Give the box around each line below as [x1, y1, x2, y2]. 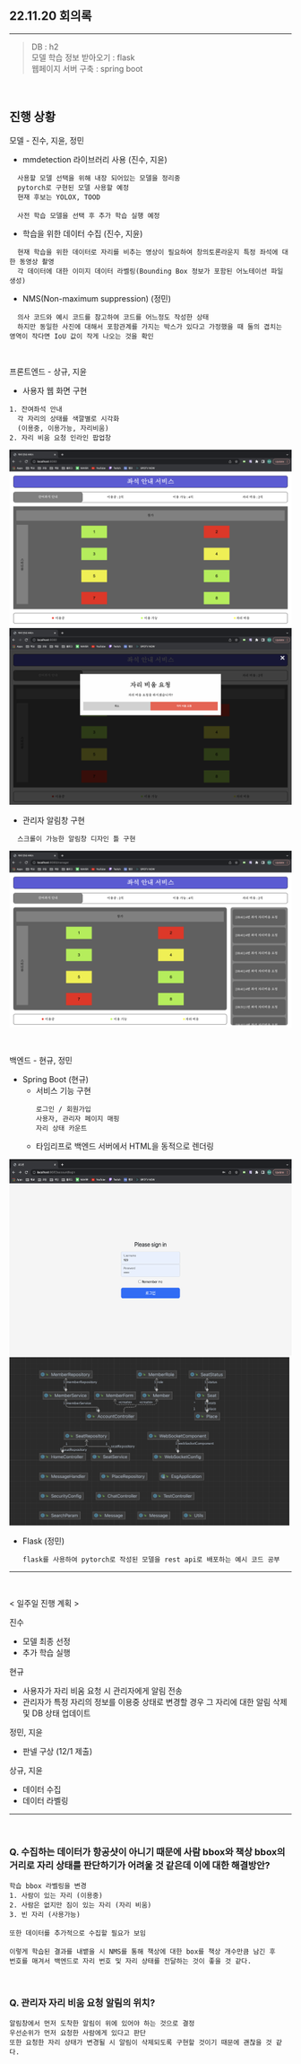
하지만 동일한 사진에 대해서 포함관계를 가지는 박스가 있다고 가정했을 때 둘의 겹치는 [17, 322, 282, 331]
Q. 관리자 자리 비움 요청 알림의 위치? [9, 1996, 156, 2008]
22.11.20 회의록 [9, 8, 92, 24]
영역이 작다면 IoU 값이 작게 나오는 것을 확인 [9, 331, 154, 341]
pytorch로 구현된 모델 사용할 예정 [17, 183, 130, 192]
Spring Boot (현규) [21, 1073, 90, 1084]
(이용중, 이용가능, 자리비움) [17, 424, 109, 433]
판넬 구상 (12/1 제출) [21, 1745, 93, 1756]
